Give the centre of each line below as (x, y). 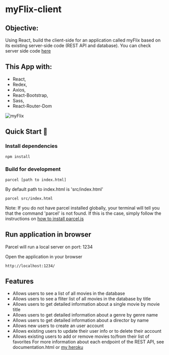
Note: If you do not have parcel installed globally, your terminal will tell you (82, 208)
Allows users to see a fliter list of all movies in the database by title (82, 299)
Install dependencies (32, 146)
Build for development (33, 169)
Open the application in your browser (44, 256)
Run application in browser (48, 235)
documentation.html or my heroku (48, 347)
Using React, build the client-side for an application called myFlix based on (83, 40)
